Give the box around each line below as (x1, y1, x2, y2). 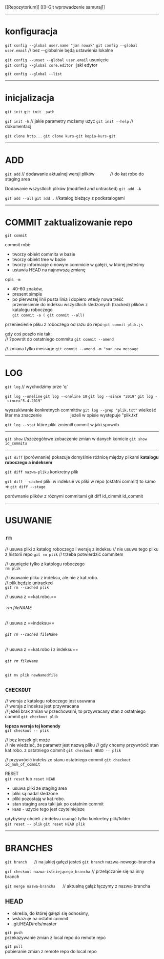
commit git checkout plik (5, 714, 59, 720)
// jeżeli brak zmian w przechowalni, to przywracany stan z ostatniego (5, 708, 146, 714)
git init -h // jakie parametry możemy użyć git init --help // (5, 118, 134, 124)
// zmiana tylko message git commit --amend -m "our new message (5, 345, 139, 351)
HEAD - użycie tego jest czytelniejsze (12, 806, 85, 812)
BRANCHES (5, 843, 53, 854)
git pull (5, 944, 23, 949)
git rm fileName (5, 658, 38, 664)
